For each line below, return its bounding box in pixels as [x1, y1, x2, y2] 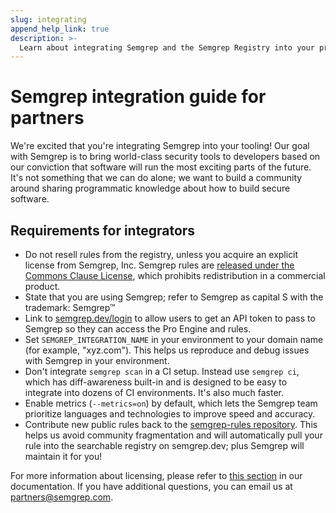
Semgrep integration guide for [10, 86, 267, 108]
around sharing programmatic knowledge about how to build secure [10, 182, 291, 195]
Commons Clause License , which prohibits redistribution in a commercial [24, 270, 326, 281]
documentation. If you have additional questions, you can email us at [10, 481, 293, 492]
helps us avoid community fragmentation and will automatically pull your [24, 429, 323, 441]
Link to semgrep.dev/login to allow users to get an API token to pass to [24, 312, 316, 324]
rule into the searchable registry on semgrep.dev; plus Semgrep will [24, 440, 305, 451]
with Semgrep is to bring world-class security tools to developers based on [10, 151, 321, 163]
